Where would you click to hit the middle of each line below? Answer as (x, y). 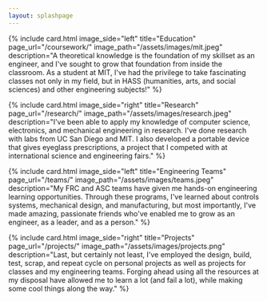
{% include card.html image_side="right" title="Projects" (102, 237)
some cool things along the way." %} (69, 288)
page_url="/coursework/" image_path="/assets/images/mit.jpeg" (116, 47)
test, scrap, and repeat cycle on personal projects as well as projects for (127, 263)
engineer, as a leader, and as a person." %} (79, 222)
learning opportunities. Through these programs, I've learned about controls (134, 196)
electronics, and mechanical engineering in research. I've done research (128, 130)
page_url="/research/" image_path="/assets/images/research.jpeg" (120, 113)
